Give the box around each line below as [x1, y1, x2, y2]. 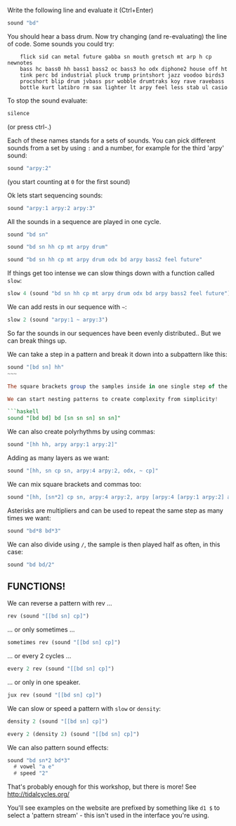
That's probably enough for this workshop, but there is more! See [7, 782, 197, 791]
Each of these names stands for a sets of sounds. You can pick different [7, 136, 216, 145]
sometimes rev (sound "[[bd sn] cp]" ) [7, 639, 121, 646]
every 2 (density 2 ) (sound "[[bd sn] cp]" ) [7, 730, 140, 737]
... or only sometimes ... [7, 625, 75, 634]
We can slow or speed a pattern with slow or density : [7, 704, 162, 712]
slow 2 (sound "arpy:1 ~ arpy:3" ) [7, 316, 109, 323]
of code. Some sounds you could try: [7, 39, 114, 48]
